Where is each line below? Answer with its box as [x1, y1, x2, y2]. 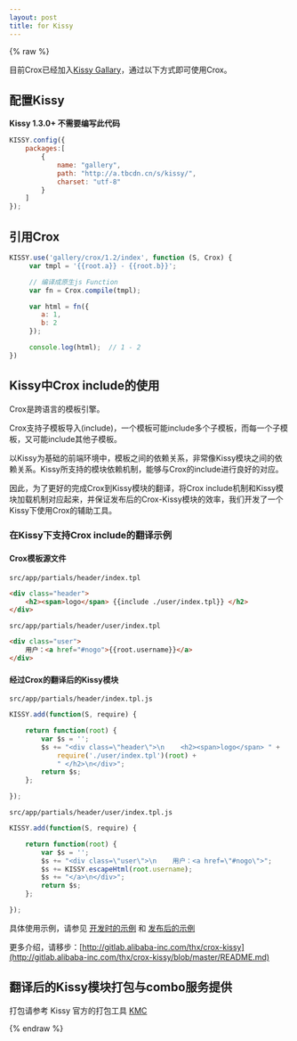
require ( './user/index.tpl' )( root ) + [56, 750, 197, 760]
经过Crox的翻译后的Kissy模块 [9, 674, 119, 684]
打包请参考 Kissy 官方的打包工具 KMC [9, 1004, 148, 1016]
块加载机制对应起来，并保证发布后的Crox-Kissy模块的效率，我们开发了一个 [9, 494, 284, 504]
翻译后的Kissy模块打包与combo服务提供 [9, 980, 233, 995]
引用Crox [9, 229, 60, 244]
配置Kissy [9, 93, 65, 108]
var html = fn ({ [28, 302, 90, 311]
